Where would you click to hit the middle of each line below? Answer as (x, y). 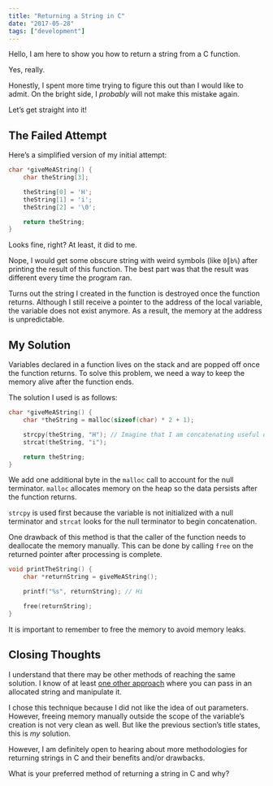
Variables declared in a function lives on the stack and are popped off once (134, 365)
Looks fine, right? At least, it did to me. (73, 245)
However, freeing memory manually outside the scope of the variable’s (127, 716)
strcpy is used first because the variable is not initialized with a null (121, 513)
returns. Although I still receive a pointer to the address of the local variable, (135, 302)
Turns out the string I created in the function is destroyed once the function (134, 294)
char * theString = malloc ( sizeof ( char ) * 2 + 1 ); (109, 420)
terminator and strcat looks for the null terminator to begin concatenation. (133, 521)
